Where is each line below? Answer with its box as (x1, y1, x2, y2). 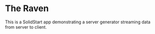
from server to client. (5, 24, 47, 30)
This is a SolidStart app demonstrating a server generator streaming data (5, 19, 151, 25)
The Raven (5, 3, 49, 14)
